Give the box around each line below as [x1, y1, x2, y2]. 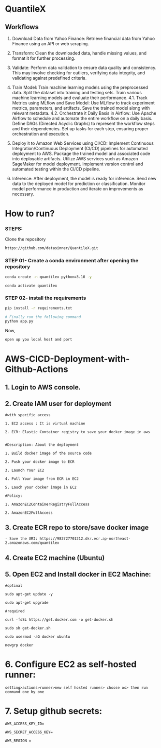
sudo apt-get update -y [5, 592, 53, 596]
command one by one [5, 689, 44, 694]
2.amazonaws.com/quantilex [5, 541, 59, 545]
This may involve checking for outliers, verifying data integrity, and [12, 70, 145, 76]
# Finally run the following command [5, 314, 81, 319]
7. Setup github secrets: [5, 705, 102, 716]
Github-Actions [5, 364, 69, 375]
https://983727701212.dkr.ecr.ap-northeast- [39, 536, 131, 541]
